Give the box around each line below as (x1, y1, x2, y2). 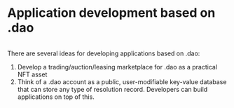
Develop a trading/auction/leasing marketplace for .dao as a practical (17, 62, 218, 71)
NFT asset (17, 70, 48, 79)
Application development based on (7, 5, 216, 21)
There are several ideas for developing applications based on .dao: (7, 49, 200, 58)
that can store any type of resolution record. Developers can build (17, 85, 208, 93)
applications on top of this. (17, 93, 95, 101)
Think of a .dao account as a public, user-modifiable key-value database (17, 77, 227, 86)
